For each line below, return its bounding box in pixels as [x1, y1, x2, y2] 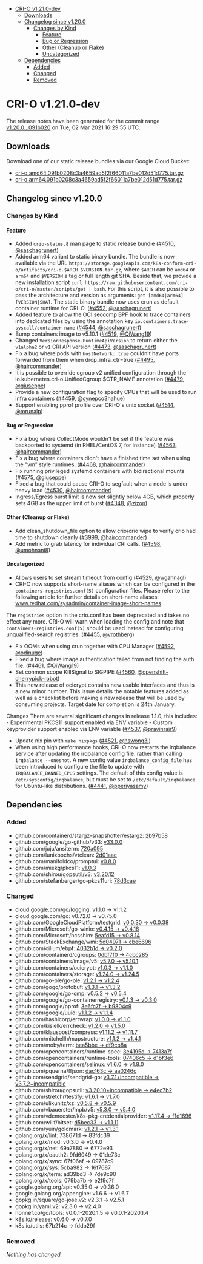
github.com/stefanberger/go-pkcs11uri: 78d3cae [15, 877, 136, 884]
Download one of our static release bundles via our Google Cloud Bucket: [6, 157, 190, 165]
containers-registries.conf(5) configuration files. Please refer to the [15, 586, 190, 594]
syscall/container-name [15, 325, 76, 331]
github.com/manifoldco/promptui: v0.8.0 [15, 857, 116, 865]
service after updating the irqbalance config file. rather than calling [15, 750, 182, 757]
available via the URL [15, 259, 68, 267]
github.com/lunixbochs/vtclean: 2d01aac [15, 851, 117, 858]
